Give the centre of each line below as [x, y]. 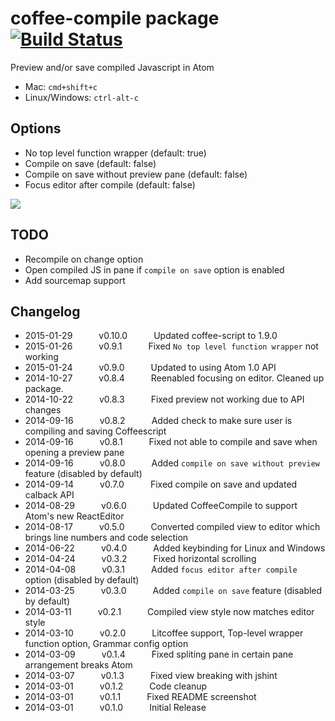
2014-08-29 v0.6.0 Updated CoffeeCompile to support [161, 506]
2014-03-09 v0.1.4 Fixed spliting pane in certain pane [159, 654]
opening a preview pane [74, 453]
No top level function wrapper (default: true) [115, 153]
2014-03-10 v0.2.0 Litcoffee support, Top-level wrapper [164, 633]
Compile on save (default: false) [90, 163]
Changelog [45, 311]
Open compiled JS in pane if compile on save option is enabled [154, 269]
